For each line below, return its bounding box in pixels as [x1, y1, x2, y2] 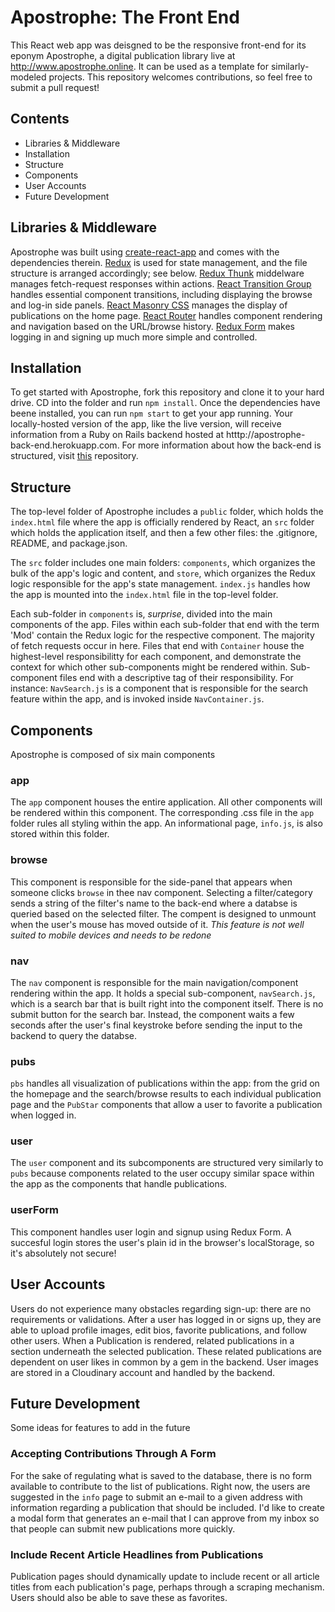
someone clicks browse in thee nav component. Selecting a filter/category [10, 886, 313, 898]
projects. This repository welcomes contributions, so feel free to [48, 71, 313, 83]
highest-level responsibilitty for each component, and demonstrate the [10, 651, 302, 663]
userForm [10, 1203, 59, 1217]
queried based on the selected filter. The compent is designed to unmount [10, 907, 317, 920]
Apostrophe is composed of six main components [10, 749, 216, 760]
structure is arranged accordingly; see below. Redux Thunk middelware [10, 267, 305, 279]
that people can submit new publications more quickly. [10, 1522, 236, 1535]
